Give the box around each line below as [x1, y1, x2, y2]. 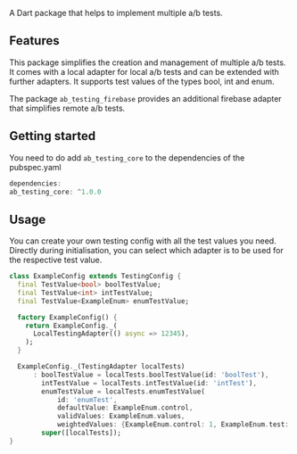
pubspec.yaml [9, 161, 62, 172]
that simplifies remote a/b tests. [9, 103, 126, 113]
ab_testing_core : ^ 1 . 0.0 [9, 187, 102, 196]
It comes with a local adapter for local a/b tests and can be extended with [9, 66, 279, 77]
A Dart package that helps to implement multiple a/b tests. [9, 8, 223, 18]
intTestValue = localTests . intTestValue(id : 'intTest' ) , [41, 378, 257, 387]
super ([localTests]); [41, 428, 122, 438]
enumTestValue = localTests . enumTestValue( [41, 387, 205, 396]
